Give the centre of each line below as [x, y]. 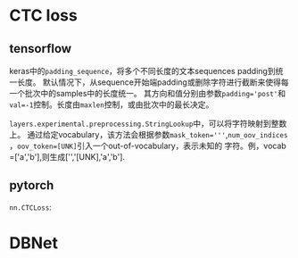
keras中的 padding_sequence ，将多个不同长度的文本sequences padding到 [142, 71]
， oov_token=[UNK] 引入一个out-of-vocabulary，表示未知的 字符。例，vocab [148, 146]
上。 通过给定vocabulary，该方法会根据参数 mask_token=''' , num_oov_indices [149, 134]
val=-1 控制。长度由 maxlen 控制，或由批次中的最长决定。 [112, 104]
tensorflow [41, 49]
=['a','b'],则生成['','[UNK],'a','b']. [67, 157]
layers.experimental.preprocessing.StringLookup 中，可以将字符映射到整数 [148, 123]
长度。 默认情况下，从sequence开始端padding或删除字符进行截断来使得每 [153, 82]
